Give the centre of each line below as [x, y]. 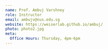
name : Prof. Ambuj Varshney [35, 10]
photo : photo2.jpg [25, 29]
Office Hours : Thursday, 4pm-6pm [45, 39]
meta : [11, 34]
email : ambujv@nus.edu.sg [32, 19]
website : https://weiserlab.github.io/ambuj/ [54, 24]
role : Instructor [24, 15]
